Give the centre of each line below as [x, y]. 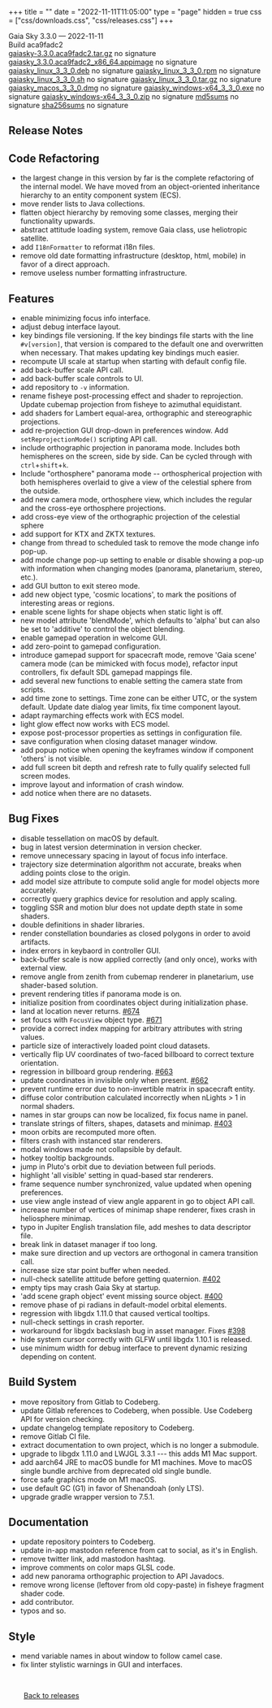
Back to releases [52, 1696]
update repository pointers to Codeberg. [88, 1542]
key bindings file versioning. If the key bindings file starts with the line [137, 336]
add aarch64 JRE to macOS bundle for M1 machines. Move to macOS [136, 1462]
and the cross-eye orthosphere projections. [93, 508]
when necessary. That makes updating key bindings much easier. [130, 353]
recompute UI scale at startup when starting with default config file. [133, 362]
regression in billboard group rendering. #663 [96, 1071]
